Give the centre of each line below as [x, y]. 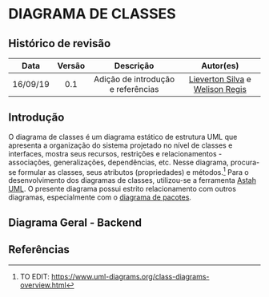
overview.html [43, 285]
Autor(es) [220, 66]
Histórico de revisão [60, 44]
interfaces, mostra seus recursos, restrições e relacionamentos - [115, 153]
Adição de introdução [134, 79]
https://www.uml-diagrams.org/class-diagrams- [130, 276]
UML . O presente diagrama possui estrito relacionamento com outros [122, 189]
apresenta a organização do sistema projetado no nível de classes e [120, 145]
